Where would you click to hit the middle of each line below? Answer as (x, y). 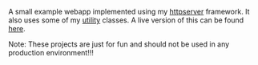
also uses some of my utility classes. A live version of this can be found (126, 20)
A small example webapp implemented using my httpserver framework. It (129, 12)
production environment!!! (51, 53)
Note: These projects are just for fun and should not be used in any (119, 44)
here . (17, 28)
